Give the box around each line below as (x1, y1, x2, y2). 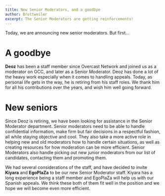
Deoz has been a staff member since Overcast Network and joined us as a (5, 64, 157, 70)
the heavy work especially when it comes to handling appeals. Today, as (5, 74, 153, 80)
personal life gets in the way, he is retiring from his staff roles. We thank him (5, 79, 160, 85)
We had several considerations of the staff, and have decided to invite (5, 164, 147, 170)
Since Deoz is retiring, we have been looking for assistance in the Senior (5, 118, 153, 124)
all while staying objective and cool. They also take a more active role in (5, 134, 151, 140)
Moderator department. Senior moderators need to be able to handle (5, 123, 145, 129)
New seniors (5, 102, 58, 113)
